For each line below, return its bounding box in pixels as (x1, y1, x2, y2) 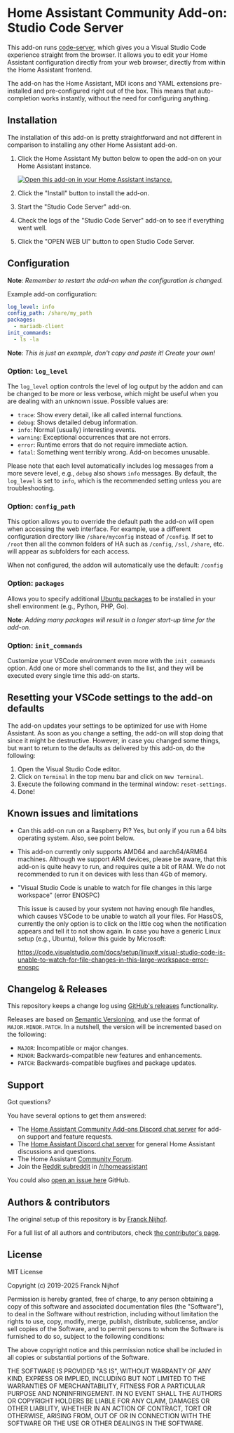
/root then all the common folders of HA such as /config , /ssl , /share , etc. (7, 539, 224, 549)
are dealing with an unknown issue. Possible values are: (7, 397, 169, 405)
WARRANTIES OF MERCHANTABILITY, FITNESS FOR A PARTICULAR (7, 1382, 205, 1390)
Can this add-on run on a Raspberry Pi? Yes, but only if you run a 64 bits (17, 826, 227, 835)
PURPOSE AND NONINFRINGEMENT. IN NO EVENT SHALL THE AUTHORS (7, 1389, 223, 1397)
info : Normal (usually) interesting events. (17, 426, 137, 434)
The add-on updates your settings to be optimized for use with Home (7, 721, 207, 730)
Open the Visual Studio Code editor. (17, 764, 121, 773)
